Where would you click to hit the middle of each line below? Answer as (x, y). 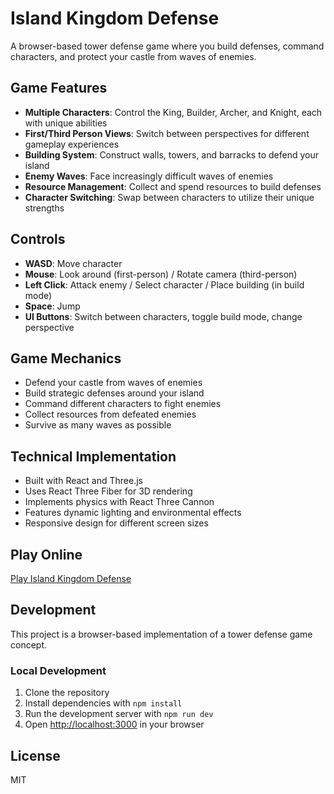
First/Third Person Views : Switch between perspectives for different (167, 133)
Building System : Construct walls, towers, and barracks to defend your (171, 154)
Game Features (59, 88)
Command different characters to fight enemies (123, 404)
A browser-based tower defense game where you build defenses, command (167, 46)
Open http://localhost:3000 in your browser (114, 724)
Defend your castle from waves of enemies (113, 383)
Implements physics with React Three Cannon (119, 502)
